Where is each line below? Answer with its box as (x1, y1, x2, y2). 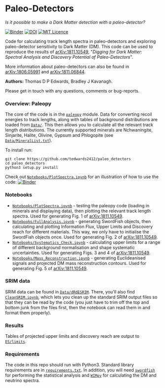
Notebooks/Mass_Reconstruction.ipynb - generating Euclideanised (12, 255, 146, 261)
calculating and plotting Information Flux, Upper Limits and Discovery (12, 224, 153, 229)
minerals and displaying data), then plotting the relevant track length (12, 208, 151, 214)
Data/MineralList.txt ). (5, 137, 53, 143)
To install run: (5, 147, 33, 153)
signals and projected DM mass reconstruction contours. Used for (12, 260, 147, 266)
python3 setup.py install (5, 165, 58, 170)
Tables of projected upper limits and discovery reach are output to (5, 333, 139, 339)
